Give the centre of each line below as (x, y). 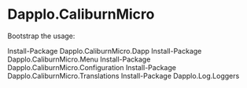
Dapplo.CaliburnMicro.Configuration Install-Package (92, 67)
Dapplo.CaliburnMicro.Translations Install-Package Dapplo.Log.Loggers (124, 76)
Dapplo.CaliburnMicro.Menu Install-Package (79, 59)
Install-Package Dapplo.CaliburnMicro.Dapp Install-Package (105, 51)
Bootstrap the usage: (41, 36)
